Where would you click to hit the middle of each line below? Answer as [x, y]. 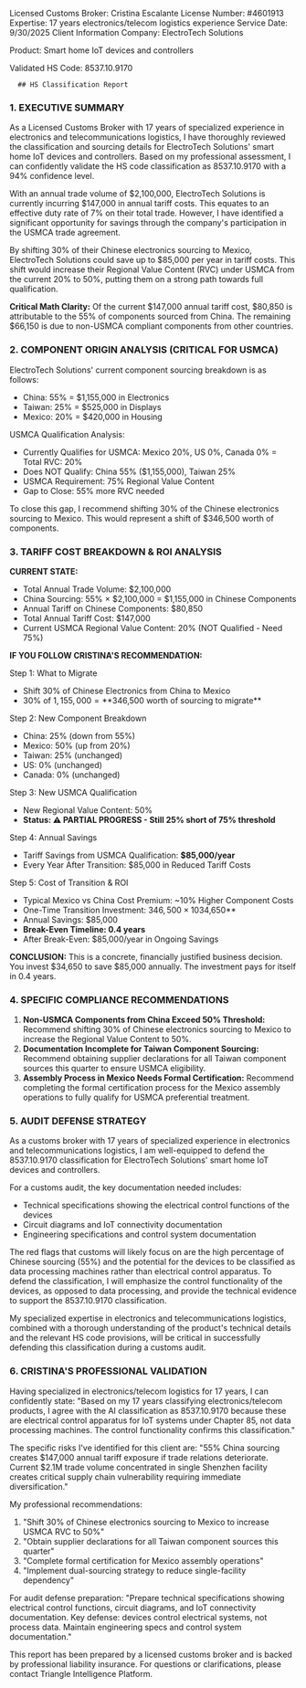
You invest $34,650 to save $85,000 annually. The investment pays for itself [153, 966]
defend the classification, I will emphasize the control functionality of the [146, 1282]
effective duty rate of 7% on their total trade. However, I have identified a [147, 213]
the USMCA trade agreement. [65, 233]
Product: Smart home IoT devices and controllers [102, 50]
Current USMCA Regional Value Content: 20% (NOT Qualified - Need [153, 628]
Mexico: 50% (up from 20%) [76, 745]
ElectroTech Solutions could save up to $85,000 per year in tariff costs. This [153, 260]
